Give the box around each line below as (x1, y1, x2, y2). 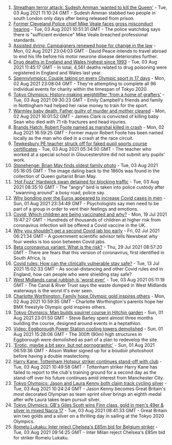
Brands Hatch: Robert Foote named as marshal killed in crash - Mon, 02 (13, 124, 164, 130)
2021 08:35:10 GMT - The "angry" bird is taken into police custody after (13, 184, 165, 190)
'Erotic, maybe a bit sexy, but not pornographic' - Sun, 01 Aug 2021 (13, 342, 155, 348)
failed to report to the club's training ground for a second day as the (13, 369, 157, 375)
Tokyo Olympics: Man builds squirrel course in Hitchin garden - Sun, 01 (13, 310, 163, 315)
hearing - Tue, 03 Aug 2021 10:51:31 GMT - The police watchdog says (13, 26, 161, 32)
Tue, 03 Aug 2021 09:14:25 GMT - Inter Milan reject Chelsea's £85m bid (13, 429, 165, 435)
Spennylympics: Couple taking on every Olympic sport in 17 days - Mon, (13, 75, 166, 81)
